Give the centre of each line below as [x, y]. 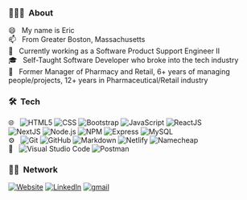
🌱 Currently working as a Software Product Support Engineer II [114, 51]
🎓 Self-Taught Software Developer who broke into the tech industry [123, 60]
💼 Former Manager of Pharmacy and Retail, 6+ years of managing [119, 72]
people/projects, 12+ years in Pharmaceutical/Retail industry [108, 81]
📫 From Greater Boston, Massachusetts [77, 40]
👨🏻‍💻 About [31, 13]
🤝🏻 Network [33, 169]
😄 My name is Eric [41, 31]
